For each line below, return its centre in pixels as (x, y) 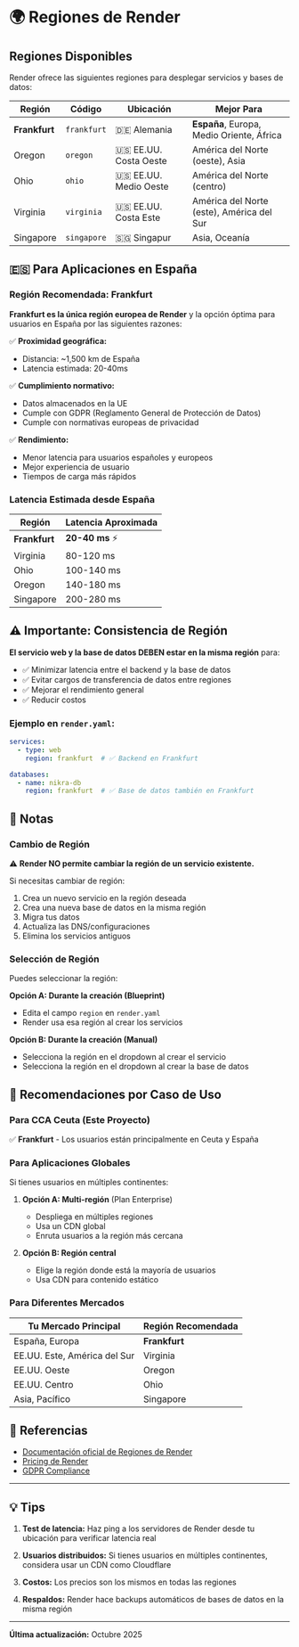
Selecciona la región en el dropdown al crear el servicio (124, 1057)
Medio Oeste (142, 186)
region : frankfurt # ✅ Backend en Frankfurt (112, 758)
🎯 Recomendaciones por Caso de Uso (116, 1094)
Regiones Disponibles (71, 56)
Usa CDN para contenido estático (97, 1280)
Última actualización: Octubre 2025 (76, 1635)
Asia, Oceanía (221, 238)
